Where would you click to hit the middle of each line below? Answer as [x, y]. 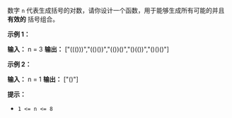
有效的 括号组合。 [33, 19]
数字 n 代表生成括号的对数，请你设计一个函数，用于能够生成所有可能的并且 [116, 10]
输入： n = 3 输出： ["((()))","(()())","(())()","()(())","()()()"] [88, 49]
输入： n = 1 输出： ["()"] [43, 79]
